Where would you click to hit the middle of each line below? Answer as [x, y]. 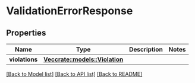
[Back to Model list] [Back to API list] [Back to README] [74, 74]
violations [23, 59]
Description [146, 50]
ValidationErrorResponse [70, 11]
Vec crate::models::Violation [84, 59]
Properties [26, 33]
